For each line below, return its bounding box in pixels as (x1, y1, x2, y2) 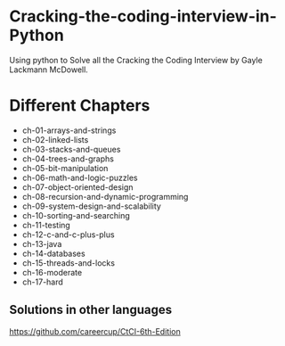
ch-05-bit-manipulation (21, 162, 109, 173)
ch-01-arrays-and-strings (21, 125, 117, 136)
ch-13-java (21, 238, 62, 249)
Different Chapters (9, 95, 151, 116)
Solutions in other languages (9, 302, 172, 317)
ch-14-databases (21, 248, 86, 259)
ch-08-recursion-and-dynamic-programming (21, 191, 189, 202)
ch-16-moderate (21, 267, 83, 277)
